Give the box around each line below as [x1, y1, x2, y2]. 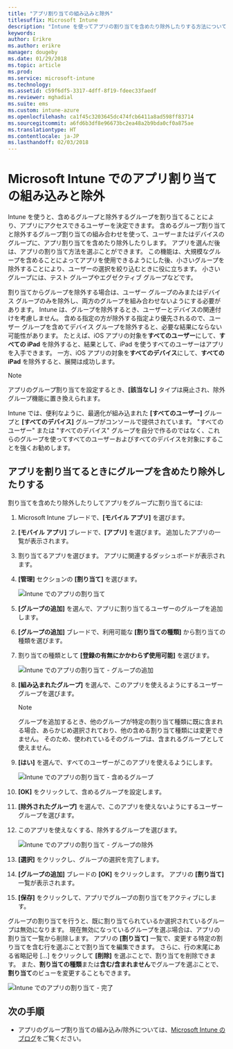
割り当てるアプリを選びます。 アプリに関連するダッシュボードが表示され [17, 551, 225, 560]
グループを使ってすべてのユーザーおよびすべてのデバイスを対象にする [19, 435, 218, 444]
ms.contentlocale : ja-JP [8, 132, 80, 139]
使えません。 [17, 743, 55, 752]
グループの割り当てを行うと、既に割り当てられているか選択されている [8, 917, 207, 925]
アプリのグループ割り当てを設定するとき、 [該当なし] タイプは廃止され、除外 [8, 385, 225, 394]
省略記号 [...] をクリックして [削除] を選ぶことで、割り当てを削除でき [13, 951, 210, 960]
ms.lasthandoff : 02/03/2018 [8, 139, 89, 146]
